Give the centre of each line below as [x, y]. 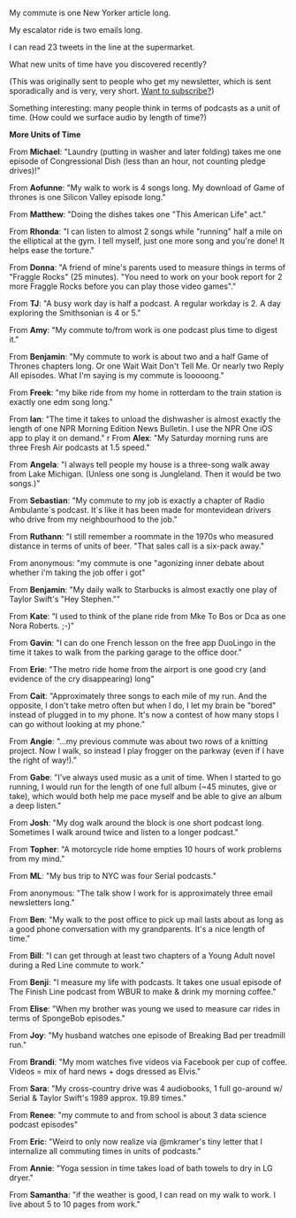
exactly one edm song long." [61, 402]
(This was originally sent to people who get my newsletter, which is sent [140, 81]
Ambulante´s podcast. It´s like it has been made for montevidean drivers [140, 510]
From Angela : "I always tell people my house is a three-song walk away [140, 465]
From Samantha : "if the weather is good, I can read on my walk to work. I [143, 1195]
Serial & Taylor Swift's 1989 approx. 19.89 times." [98, 1098]
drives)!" [25, 171]
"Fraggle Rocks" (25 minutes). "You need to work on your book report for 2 [146, 277]
